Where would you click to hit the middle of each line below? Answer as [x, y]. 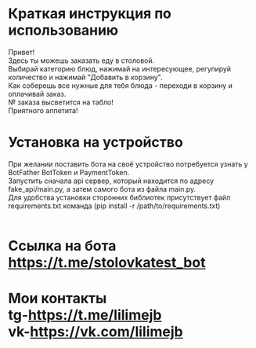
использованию [63, 30]
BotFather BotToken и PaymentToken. [69, 172]
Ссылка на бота [62, 246]
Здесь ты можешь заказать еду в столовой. [81, 60]
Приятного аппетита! [43, 110]
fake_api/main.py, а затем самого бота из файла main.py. [102, 189]
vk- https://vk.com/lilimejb [96, 332]
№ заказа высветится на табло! [61, 102]
